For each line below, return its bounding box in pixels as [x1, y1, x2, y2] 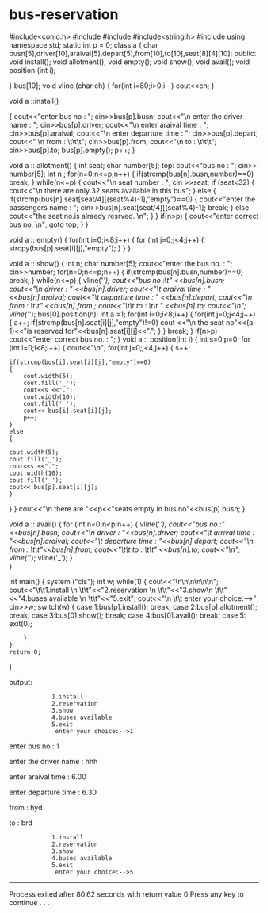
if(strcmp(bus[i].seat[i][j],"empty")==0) [9, 358, 151, 366]
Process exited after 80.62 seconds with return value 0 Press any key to [9, 889, 244, 899]
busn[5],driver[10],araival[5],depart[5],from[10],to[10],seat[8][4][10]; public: [9, 48, 257, 58]
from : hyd [9, 802, 43, 812]
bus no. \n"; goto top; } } [9, 220, 90, 229]
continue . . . [9, 897, 50, 907]
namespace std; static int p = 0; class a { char [9, 40, 158, 49]
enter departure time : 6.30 [9, 787, 97, 797]
